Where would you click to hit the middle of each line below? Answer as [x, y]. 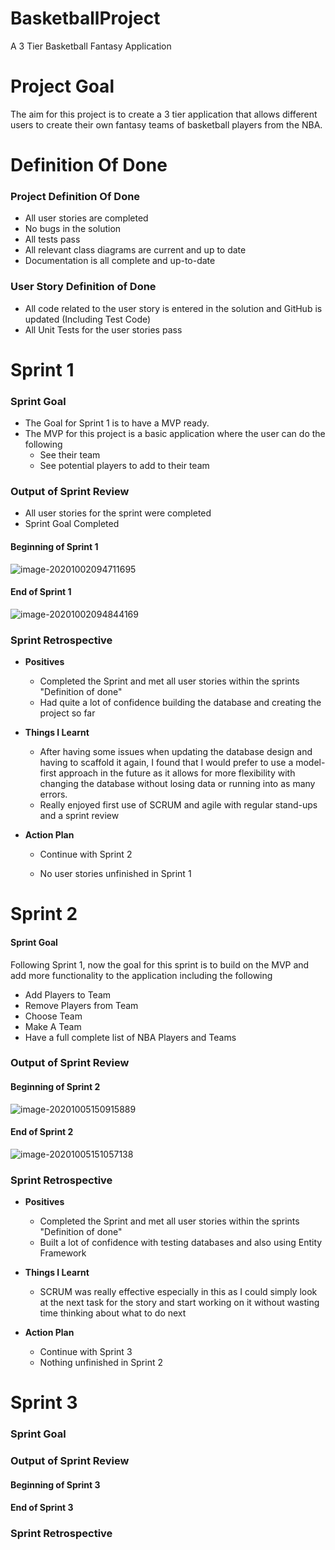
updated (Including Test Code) [88, 319]
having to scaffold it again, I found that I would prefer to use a [166, 763]
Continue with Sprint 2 [86, 854]
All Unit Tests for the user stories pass [103, 329]
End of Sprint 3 [42, 1508]
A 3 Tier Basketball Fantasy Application [91, 46]
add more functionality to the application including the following [141, 975]
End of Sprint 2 [42, 1132]
